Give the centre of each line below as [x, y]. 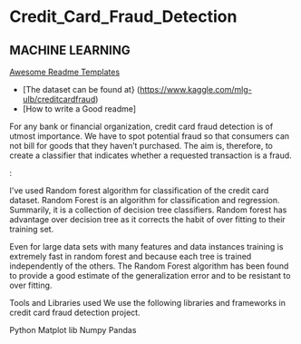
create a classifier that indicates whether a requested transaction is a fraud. [150, 155]
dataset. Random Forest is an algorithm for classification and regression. [145, 200]
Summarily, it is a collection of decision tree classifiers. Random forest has [148, 210]
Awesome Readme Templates [65, 72]
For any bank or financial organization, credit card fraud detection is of [141, 126]
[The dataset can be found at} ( [81, 89]
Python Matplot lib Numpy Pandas [73, 330]
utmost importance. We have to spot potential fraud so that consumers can [150, 136]
